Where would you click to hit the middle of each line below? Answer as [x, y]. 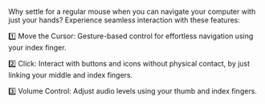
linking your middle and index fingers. [71, 75]
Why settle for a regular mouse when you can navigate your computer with [132, 12]
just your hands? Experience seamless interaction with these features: [124, 20]
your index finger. [37, 48]
